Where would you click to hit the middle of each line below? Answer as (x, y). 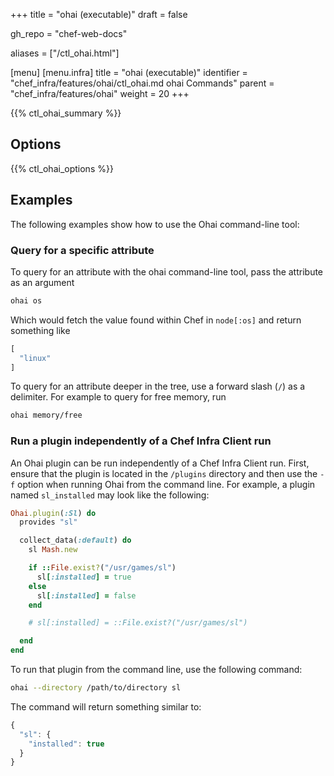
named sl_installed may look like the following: (110, 495)
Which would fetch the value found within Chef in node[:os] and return (156, 320)
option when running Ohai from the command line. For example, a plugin (166, 484)
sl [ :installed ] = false (86, 595)
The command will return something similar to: (106, 706)
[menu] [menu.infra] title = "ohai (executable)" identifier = (129, 72)
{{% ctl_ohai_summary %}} (66, 113)
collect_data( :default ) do (75, 540)
